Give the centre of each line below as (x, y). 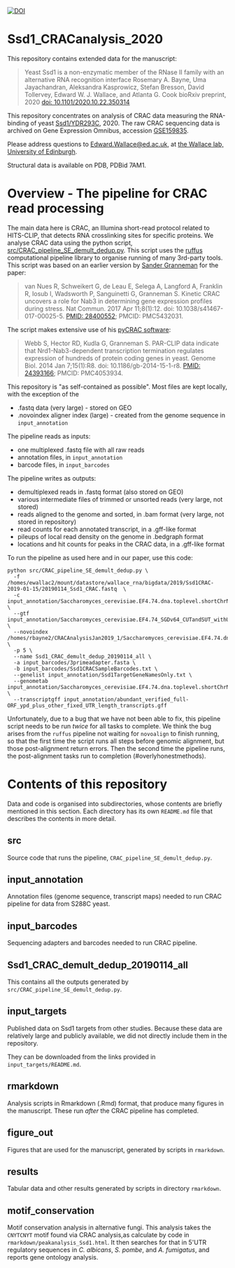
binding (18, 123)
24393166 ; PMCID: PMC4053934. (74, 373)
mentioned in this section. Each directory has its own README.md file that (110, 811)
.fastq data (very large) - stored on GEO (74, 408)
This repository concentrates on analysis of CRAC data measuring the (108, 115)
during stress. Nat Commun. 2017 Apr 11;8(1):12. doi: (99, 308)
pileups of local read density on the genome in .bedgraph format (111, 536)
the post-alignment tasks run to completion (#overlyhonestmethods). (107, 756)
